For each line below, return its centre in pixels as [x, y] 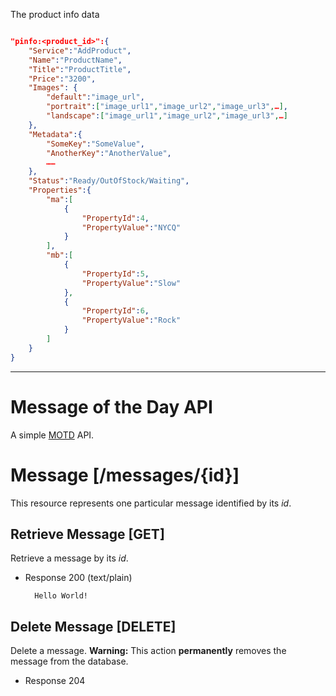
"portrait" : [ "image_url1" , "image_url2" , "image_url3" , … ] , [167, 107]
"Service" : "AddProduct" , [80, 50]
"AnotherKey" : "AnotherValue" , [109, 153]
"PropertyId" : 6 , [115, 311]
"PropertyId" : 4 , [115, 218]
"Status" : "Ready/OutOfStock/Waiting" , [109, 181]
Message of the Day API [111, 406]
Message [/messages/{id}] [125, 475]
